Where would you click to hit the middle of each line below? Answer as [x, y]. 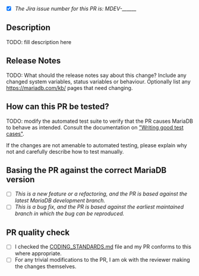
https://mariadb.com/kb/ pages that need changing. [70, 88]
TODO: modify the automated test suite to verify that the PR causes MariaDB [99, 121]
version [20, 179]
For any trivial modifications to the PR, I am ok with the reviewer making [102, 260]
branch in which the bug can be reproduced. [70, 213]
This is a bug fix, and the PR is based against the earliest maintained [99, 207]
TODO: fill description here [39, 42]
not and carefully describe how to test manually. [65, 151]
